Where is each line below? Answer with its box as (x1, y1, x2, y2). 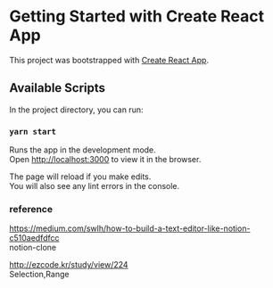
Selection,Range (9, 269, 70, 280)
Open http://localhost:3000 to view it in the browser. (9, 154, 202, 165)
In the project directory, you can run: (9, 104, 144, 115)
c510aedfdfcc (9, 233, 60, 243)
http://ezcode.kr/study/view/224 (9, 259, 128, 270)
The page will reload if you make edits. (9, 171, 152, 182)
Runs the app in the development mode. (9, 144, 156, 155)
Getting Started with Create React (9, 6, 265, 27)
